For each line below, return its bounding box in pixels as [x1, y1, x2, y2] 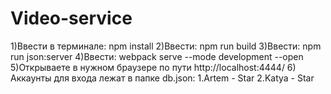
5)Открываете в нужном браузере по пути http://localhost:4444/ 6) [10, 61, 297, 73]
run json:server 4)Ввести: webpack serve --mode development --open [10, 50, 304, 62]
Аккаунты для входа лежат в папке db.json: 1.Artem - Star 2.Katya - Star [10, 72, 315, 84]
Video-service [10, 7, 133, 30]
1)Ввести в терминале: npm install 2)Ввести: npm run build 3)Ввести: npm [10, 40, 322, 52]
